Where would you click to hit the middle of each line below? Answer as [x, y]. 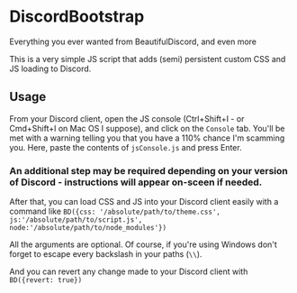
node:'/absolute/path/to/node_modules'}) [88, 228]
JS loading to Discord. [50, 69]
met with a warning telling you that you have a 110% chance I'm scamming [147, 138]
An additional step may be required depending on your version [148, 170]
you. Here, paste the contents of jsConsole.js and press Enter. [126, 147]
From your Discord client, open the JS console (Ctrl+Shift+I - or [127, 118]
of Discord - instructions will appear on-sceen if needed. [136, 182]
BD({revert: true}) [46, 280]
